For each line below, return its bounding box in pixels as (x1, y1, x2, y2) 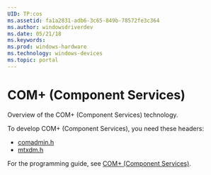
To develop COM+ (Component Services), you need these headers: (7, 124, 204, 132)
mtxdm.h (17, 145, 44, 154)
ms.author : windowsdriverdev (7, 23, 93, 30)
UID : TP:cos (7, 10, 42, 18)
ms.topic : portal (7, 57, 59, 64)
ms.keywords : (7, 37, 46, 44)
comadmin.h (17, 137, 55, 146)
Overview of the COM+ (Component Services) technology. (7, 111, 178, 119)
